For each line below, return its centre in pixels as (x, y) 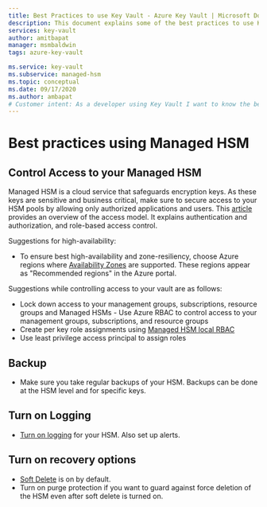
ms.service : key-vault (46, 67)
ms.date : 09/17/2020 (43, 89)
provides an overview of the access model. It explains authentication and (128, 217)
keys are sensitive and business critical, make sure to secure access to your (133, 201)
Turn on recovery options (72, 460)
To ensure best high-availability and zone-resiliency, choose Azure (129, 256)
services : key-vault (43, 30)
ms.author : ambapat (41, 96)
